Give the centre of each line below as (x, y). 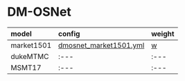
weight (163, 34)
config (69, 34)
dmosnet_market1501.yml (101, 45)
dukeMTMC (30, 56)
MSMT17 (26, 67)
